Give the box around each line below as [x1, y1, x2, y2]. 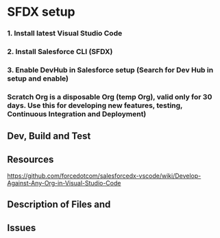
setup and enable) [7, 73, 69, 83]
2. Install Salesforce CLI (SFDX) [7, 47, 113, 57]
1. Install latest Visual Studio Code [7, 29, 123, 38]
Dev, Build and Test [7, 131, 91, 142]
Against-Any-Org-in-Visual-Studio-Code [7, 179, 121, 187]
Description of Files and [7, 199, 111, 211]
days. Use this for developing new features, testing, [7, 101, 183, 110]
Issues [7, 222, 36, 233]
